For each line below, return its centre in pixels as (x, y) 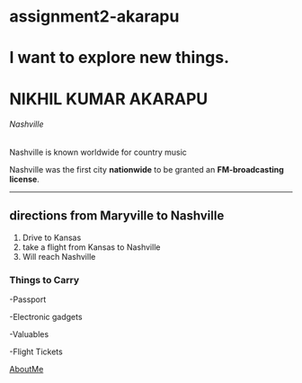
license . (25, 179)
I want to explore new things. (120, 58)
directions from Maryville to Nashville (117, 216)
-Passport (28, 299)
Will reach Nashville (59, 256)
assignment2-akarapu (94, 17)
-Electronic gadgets (46, 316)
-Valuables (29, 334)
